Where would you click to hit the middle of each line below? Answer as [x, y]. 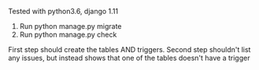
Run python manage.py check [68, 35]
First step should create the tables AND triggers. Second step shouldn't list [129, 49]
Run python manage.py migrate [70, 26]
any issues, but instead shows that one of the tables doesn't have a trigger [129, 58]
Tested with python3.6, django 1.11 [63, 11]
